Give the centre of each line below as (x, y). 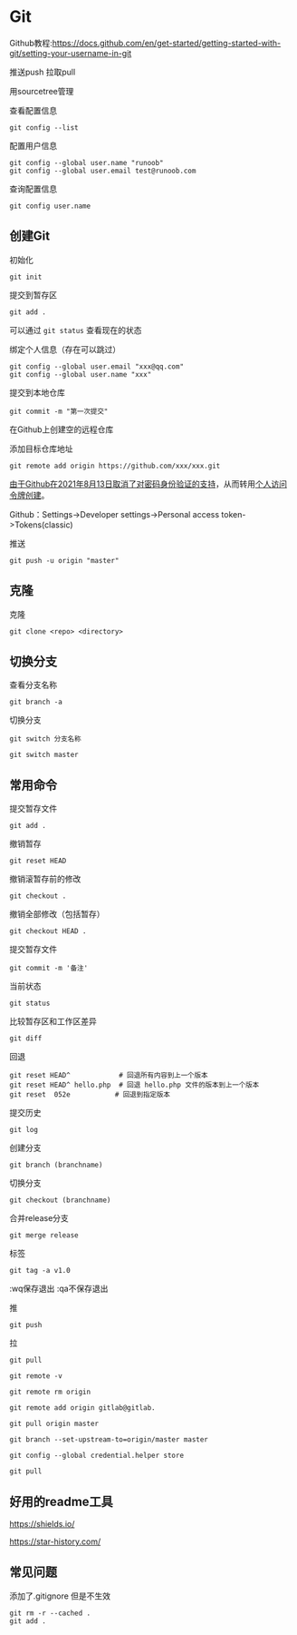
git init (26, 277)
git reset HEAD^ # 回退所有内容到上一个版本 (109, 1076)
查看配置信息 (33, 110)
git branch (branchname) (56, 1165)
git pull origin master (54, 1424)
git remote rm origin (50, 1392)
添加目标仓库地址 (41, 448)
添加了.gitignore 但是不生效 (60, 1596)
